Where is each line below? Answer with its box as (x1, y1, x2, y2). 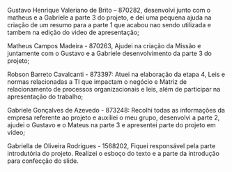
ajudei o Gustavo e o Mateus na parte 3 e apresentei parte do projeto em (7, 121, 216, 129)
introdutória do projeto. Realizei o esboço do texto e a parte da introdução (7, 150, 219, 157)
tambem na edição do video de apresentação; (7, 28, 139, 36)
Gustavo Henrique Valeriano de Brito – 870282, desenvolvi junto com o (7, 6, 211, 14)
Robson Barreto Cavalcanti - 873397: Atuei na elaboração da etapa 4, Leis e (7, 70, 225, 78)
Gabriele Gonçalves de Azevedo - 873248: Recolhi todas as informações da (7, 106, 225, 114)
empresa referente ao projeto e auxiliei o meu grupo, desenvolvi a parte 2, (7, 113, 220, 122)
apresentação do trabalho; (7, 92, 84, 101)
